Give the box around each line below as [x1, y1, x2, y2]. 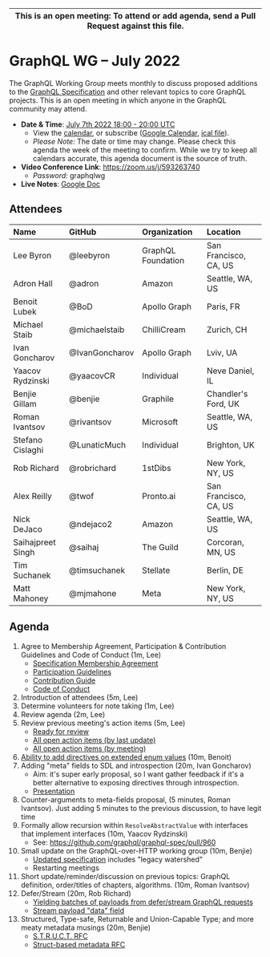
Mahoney [13, 593, 49, 604]
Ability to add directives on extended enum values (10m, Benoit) [20, 752, 232, 761]
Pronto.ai [142, 490, 176, 501]
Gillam [13, 398, 37, 409]
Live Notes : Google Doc [20, 179, 101, 189]
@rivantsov [68, 416, 112, 428]
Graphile [142, 393, 175, 404]
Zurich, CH [206, 324, 248, 335]
